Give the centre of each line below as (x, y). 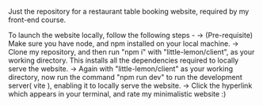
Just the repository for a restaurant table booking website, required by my (129, 11)
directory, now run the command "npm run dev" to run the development (126, 77)
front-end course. (37, 20)
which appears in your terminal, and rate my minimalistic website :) (117, 94)
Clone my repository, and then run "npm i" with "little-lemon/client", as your (131, 52)
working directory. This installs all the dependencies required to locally (124, 60)
